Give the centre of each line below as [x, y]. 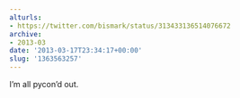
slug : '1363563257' [46, 59]
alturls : [26, 17]
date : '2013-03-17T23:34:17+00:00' [76, 51]
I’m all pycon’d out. [44, 84]
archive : [26, 34]
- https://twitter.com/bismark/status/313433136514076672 [120, 26]
